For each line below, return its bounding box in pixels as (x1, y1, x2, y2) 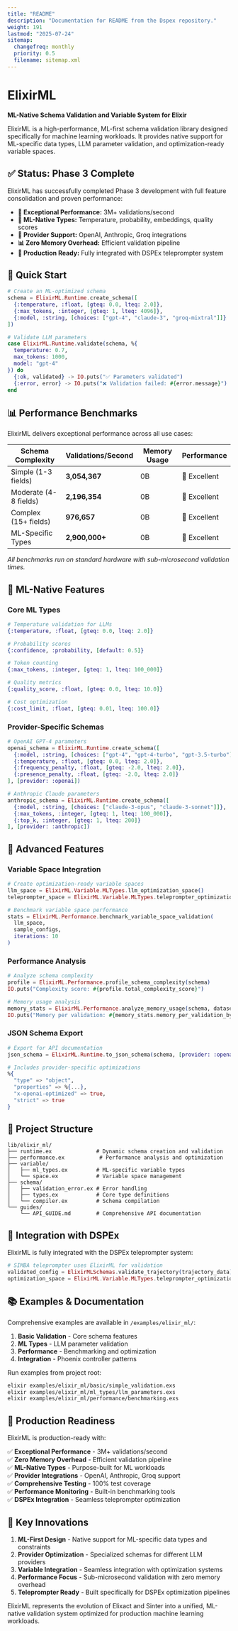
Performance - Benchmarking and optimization (17, 1346, 157, 1356)
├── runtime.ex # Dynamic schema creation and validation (7, 1148, 223, 1155)
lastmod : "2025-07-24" (7, 30, 74, 38)
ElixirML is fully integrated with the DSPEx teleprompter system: (7, 1248, 193, 1257)
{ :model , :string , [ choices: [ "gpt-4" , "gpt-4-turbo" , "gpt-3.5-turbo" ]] (13, 751, 236, 758)
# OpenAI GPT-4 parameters (7, 737, 87, 745)
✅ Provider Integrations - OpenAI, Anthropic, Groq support (7, 1471, 181, 1480)
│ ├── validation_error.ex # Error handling (7, 1185, 147, 1192)
